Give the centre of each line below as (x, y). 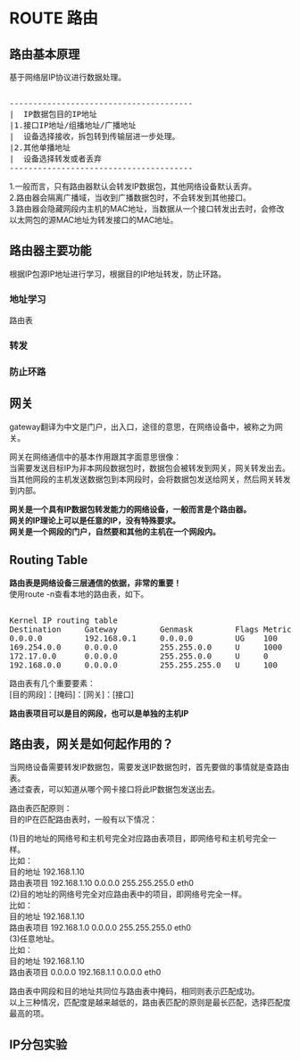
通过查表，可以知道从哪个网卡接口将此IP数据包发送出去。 (115, 790)
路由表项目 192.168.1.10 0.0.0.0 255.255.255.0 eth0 (102, 883)
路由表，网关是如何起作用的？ (92, 744)
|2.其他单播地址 (40, 148)
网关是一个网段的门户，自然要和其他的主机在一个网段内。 (115, 531)
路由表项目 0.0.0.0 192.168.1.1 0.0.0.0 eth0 (85, 973)
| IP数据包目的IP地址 (54, 114)
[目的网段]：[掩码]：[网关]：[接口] (71, 694)
